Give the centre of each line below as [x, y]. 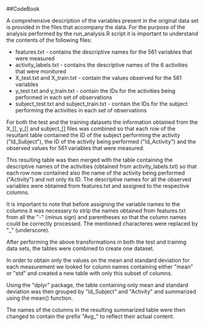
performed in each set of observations [63, 97]
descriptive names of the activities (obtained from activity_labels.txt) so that [102, 166]
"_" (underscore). [28, 230]
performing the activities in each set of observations [81, 110]
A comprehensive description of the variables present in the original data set [103, 20]
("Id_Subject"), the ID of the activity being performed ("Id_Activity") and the [101, 142]
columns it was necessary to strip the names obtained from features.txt [96, 211]
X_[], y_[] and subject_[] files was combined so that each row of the [91, 129]
